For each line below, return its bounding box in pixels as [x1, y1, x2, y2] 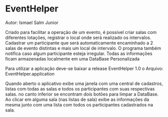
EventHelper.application [5, 70, 55, 76]
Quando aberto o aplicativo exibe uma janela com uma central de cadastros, [5, 80, 163, 86]
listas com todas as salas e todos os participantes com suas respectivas [5, 85, 155, 91]
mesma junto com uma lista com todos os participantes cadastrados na [5, 101, 153, 107]
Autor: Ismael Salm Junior [5, 19, 59, 25]
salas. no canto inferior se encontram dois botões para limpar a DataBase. [5, 91, 159, 97]
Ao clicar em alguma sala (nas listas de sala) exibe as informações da [5, 96, 149, 102]
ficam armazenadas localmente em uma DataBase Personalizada [5, 55, 140, 61]
